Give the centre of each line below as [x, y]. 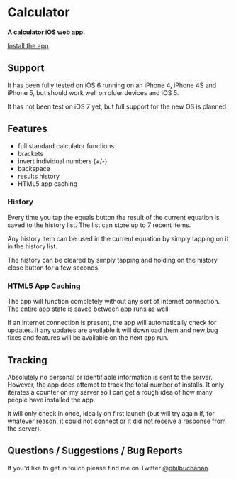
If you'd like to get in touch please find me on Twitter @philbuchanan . [109, 468]
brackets [30, 153]
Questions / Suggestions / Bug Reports [95, 451]
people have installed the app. [51, 400]
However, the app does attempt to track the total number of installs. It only [116, 385]
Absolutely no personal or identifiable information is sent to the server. [110, 377]
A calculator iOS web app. [46, 32]
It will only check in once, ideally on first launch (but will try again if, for [111, 413]
